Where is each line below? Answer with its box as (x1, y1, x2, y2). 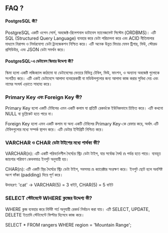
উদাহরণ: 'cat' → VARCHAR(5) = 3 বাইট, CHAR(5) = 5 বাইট (5, 182, 114, 188)
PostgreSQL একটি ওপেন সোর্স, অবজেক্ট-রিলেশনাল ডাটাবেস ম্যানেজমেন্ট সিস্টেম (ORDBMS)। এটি (5, 30, 156, 36)
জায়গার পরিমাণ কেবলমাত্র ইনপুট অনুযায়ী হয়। (5, 156, 69, 162)
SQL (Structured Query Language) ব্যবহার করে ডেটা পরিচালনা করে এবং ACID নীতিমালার (5, 35, 154, 41)
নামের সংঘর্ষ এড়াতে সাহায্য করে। (5, 81, 53, 87)
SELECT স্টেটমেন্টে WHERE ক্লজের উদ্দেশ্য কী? (5, 195, 92, 202)
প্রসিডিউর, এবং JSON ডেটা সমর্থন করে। (5, 46, 66, 52)
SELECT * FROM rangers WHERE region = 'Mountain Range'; (5, 221, 132, 227)
